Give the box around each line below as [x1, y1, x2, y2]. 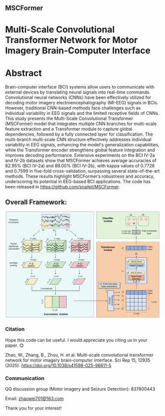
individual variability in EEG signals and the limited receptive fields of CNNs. [5, 110, 160, 116]
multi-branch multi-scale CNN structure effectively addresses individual [5, 136, 152, 142]
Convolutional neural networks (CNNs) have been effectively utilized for [5, 94, 152, 100]
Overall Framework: [5, 198, 67, 206]
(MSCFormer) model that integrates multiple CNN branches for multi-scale [5, 121, 157, 127]
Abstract [5, 67, 42, 79]
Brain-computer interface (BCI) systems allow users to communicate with [5, 84, 155, 90]
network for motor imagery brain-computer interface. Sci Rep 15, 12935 [5, 357, 151, 363]
